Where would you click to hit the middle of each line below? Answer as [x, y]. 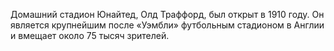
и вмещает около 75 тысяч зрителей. [90, 35]
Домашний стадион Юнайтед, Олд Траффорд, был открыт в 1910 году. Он [167, 14]
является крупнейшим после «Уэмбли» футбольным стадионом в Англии [167, 25]
